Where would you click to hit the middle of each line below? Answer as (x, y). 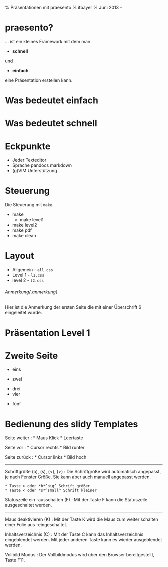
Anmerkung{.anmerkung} (32, 292)
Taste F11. (15, 560)
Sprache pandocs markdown (42, 165)
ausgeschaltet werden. (29, 505)
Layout (20, 256)
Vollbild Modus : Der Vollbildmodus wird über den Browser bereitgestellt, (80, 555)
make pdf (22, 230)
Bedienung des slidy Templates (72, 424)
